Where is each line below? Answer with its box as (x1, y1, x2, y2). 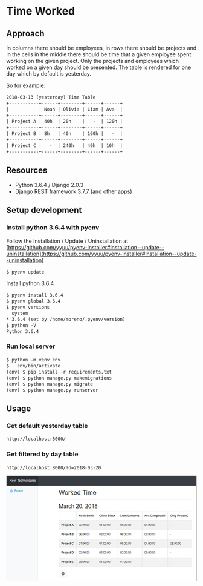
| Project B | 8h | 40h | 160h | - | (6, 131, 123, 137)
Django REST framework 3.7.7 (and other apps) (14, 188, 132, 195)
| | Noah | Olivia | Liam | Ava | (6, 107, 123, 113)
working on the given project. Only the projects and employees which (6, 58, 179, 64)
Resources (6, 165, 48, 176)
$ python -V (6, 322, 36, 328)
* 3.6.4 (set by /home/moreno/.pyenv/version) (6, 316, 126, 322)
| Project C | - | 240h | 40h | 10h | (6, 143, 123, 149)
